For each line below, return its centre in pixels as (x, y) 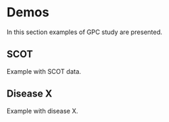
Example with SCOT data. (44, 71)
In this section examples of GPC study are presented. (84, 32)
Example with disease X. (43, 111)
